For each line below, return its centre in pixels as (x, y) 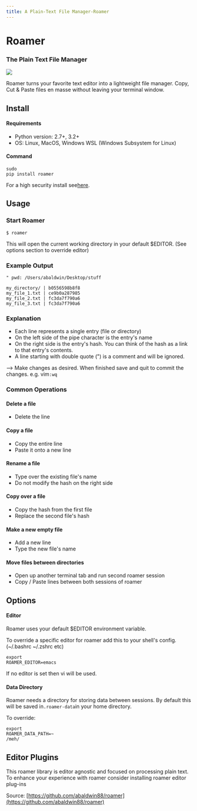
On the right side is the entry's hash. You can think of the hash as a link (101, 344)
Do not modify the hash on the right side (64, 482)
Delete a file (21, 404)
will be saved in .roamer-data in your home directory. (69, 707)
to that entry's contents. (44, 350)
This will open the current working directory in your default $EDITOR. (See (96, 244)
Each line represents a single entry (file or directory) (78, 332)
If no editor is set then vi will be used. (52, 673)
